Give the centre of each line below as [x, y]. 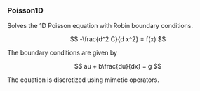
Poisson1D [25, 10]
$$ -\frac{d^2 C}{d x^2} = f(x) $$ [118, 39]
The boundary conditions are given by [62, 53]
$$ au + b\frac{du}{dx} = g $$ [118, 66]
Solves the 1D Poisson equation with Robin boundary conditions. [100, 26]
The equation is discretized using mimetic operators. [83, 80]
